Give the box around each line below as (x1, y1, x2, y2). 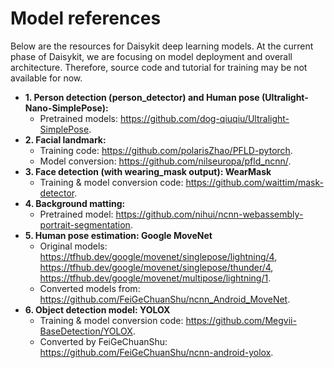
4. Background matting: (24, 197, 126, 209)
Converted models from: (39, 282, 141, 294)
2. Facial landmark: (24, 133, 107, 146)
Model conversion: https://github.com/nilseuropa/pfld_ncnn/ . (39, 155, 292, 167)
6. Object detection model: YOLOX (24, 303, 171, 316)
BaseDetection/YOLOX (39, 325, 133, 337)
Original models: (39, 240, 108, 252)
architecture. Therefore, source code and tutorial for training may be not (10, 61, 308, 73)
